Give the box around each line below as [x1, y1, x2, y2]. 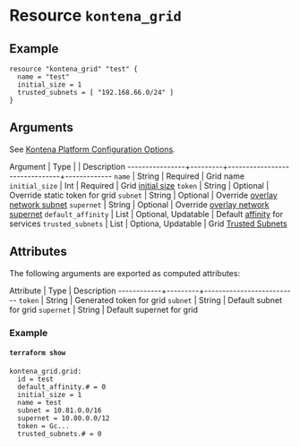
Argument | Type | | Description [9, 161, 125, 172]
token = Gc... [17, 421, 70, 430]
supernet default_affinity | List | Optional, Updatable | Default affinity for [9, 208, 284, 219]
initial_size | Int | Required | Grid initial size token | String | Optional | [9, 180, 270, 190]
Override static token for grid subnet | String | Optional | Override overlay [9, 190, 278, 200]
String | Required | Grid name [137, 171, 244, 181]
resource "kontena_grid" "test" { [9, 64, 139, 73]
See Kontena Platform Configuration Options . [9, 144, 176, 155]
